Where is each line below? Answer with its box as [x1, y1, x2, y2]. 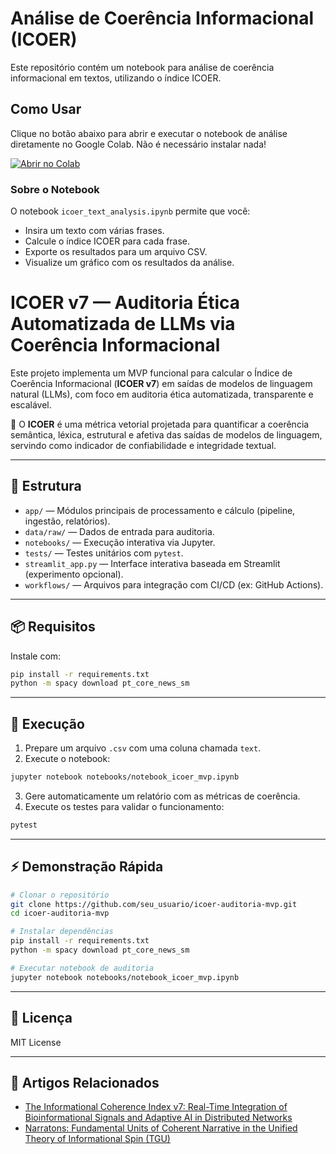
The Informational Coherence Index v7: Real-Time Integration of [24, 1101, 288, 1113]
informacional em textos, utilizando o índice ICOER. [10, 72, 222, 84]
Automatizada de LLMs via [10, 313, 236, 336]
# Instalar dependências [10, 927, 114, 937]
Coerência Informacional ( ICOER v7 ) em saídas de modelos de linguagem [10, 377, 313, 389]
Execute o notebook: [24, 753, 111, 765]
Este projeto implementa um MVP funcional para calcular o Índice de [10, 367, 293, 379]
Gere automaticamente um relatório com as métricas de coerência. [24, 790, 301, 802]
